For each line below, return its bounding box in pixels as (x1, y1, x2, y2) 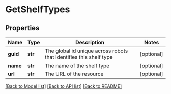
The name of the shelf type (45, 62, 110, 69)
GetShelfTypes (5, 4, 70, 15)
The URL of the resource (45, 70, 104, 77)
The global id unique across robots (45, 47, 128, 54)
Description (75, 39, 105, 46)
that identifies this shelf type (45, 54, 113, 60)
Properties (5, 24, 40, 33)
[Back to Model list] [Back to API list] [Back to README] (5, 83, 122, 89)
